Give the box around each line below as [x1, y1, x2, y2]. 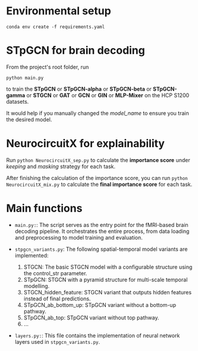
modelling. [23, 282, 50, 290]
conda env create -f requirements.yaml [6, 24, 105, 30]
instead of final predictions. [23, 295, 91, 302]
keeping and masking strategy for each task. [6, 163, 116, 170]
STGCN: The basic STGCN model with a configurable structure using [23, 263, 193, 271]
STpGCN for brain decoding [6, 44, 146, 57]
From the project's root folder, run [6, 63, 89, 70]
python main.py [6, 74, 44, 81]
